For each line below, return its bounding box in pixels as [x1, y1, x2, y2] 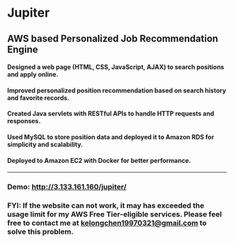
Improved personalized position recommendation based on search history [7, 86, 226, 95]
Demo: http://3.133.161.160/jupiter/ [7, 182, 127, 192]
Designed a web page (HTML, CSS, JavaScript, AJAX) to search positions [7, 63, 224, 71]
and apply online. [7, 70, 59, 79]
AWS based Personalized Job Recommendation [7, 33, 219, 45]
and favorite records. [7, 93, 70, 102]
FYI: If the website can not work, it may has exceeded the [7, 201, 205, 210]
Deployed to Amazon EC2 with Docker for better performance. [7, 156, 192, 164]
